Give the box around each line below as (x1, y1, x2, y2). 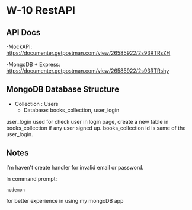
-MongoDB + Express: (6, 61, 60, 68)
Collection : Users (14, 100, 59, 107)
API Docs (6, 27, 41, 37)
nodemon (6, 187, 25, 193)
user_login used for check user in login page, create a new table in (6, 118, 169, 125)
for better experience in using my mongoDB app (6, 197, 124, 204)
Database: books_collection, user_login (23, 106, 120, 114)
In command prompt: (6, 175, 57, 182)
